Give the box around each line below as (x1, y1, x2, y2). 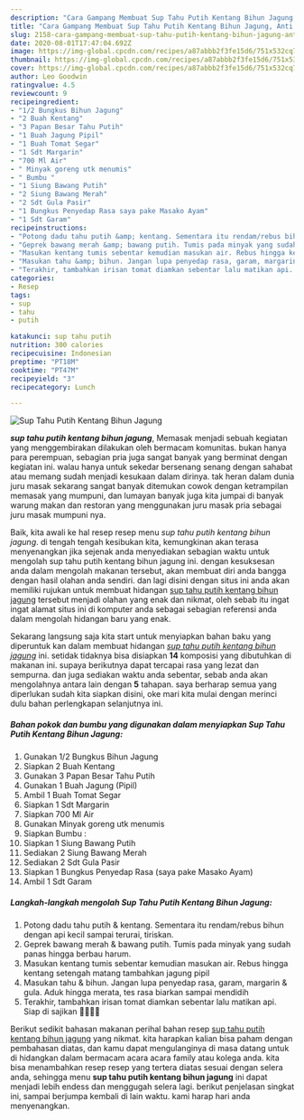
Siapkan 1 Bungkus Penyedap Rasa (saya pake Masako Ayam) (23, 867, 253, 878)
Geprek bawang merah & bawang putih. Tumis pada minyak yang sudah (23, 939, 291, 950)
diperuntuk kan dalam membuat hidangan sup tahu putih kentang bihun (10, 641, 276, 652)
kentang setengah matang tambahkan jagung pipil (23, 968, 210, 979)
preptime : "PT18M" (10, 357, 79, 366)
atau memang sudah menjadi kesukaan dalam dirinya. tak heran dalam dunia (10, 471, 295, 482)
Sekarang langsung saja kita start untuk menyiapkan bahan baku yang (10, 631, 272, 642)
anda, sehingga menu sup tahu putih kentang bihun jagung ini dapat (10, 1072, 268, 1083)
